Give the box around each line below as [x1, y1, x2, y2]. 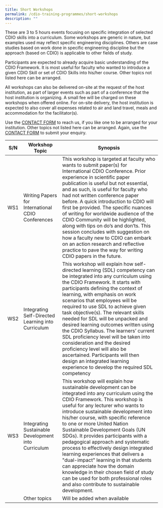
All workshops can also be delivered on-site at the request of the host [5, 85, 145, 90]
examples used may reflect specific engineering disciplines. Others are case [5, 40, 158, 46]
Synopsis [98, 144, 120, 151]
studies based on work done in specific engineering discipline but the [5, 45, 145, 51]
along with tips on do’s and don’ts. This [62, 222, 151, 229]
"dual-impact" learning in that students [62, 457, 152, 464]
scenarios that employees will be [62, 297, 137, 304]
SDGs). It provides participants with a [62, 433, 147, 440]
